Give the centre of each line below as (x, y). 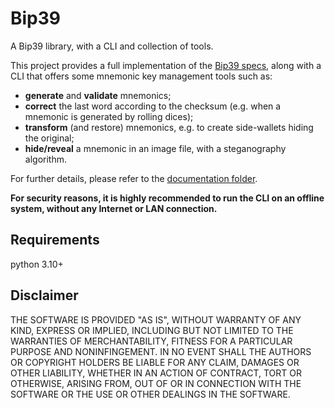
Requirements (55, 240)
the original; (49, 138)
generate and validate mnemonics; (98, 95)
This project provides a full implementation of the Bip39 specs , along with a (166, 65)
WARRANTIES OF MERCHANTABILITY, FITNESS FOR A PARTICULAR (151, 341)
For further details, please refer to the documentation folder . (134, 178)
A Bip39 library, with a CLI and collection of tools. (112, 46)
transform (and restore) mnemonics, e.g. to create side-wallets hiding (169, 127)
